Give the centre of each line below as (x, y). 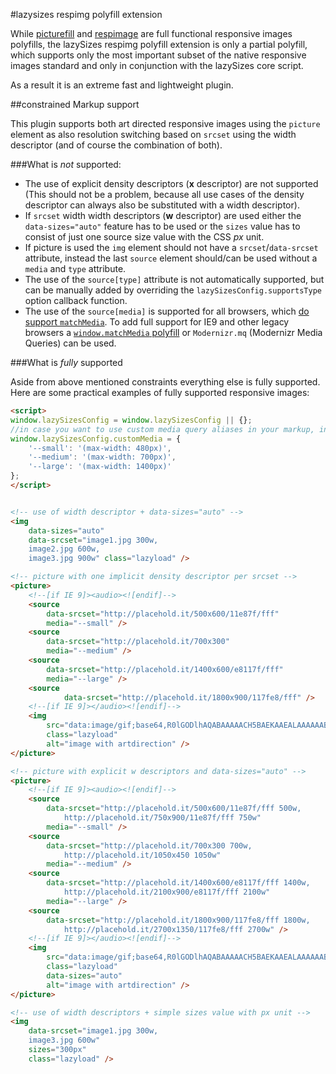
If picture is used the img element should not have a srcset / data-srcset (171, 247)
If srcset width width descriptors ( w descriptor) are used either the (163, 215)
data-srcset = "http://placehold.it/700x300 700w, (149, 845)
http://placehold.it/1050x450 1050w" (142, 855)
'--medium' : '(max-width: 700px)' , (102, 457)
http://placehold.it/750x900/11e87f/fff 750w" (162, 818)
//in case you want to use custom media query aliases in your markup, (162, 429)
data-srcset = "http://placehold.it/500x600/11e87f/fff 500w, (174, 809)
